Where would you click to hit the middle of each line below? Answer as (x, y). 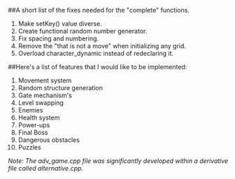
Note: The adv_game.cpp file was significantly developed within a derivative (118, 161)
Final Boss (33, 133)
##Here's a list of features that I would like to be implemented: (98, 67)
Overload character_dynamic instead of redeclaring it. (96, 53)
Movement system (45, 80)
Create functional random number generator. (83, 31)
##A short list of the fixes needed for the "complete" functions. (99, 10)
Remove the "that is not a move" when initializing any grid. (102, 46)
